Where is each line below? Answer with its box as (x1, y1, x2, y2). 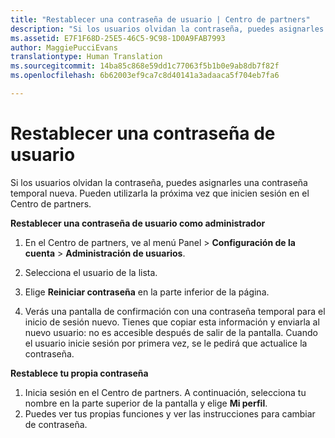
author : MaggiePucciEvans (10, 42, 118, 53)
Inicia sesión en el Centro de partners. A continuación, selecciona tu (24, 386, 307, 398)
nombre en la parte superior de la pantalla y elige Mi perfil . (24, 397, 268, 409)
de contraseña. (24, 418, 88, 430)
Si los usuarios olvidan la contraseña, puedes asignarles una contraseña (10, 176, 308, 188)
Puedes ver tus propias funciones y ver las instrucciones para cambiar (24, 407, 316, 420)
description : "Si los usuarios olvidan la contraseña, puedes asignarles (10, 24, 325, 34)
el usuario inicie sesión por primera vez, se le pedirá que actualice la (24, 337, 308, 349)
